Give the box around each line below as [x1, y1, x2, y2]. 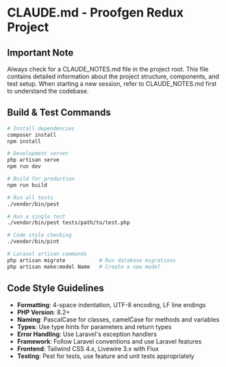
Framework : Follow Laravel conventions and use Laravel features [16, 337, 202, 345]
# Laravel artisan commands [7, 251, 88, 258]
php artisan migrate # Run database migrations [7, 256, 176, 264]
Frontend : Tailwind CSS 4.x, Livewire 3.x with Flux [16, 344, 159, 353]
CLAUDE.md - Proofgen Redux [7, 5, 184, 21]
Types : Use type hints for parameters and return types [16, 322, 172, 331]
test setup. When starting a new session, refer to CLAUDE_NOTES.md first [7, 80, 217, 87]
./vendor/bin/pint [7, 238, 60, 245]
